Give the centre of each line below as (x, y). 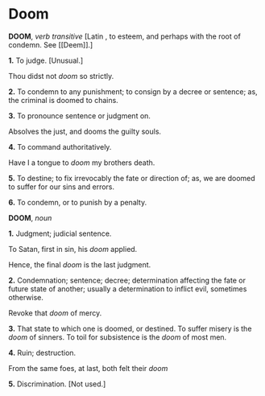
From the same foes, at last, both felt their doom (88, 368)
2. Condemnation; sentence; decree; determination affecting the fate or (127, 280)
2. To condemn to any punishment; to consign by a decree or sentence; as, (133, 91)
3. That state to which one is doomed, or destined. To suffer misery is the (130, 328)
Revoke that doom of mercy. (55, 313)
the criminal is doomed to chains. (63, 100)
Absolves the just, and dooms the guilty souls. (85, 131)
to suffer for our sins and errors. (62, 187)
